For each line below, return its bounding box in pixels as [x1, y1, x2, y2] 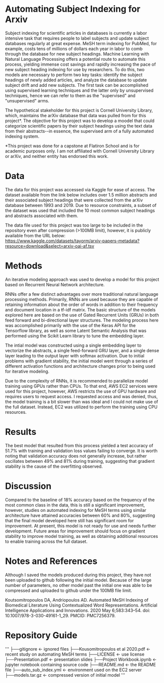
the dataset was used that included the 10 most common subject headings [5, 207, 155, 213]
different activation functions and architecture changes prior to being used [5, 363, 156, 369]
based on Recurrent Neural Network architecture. [5, 281, 105, 287]
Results [5, 427, 37, 437]
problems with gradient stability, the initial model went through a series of [5, 358, 153, 364]
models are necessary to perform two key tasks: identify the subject [5, 72, 143, 77]
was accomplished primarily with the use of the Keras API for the [5, 322, 136, 328]
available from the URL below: [5, 232, 66, 238]
